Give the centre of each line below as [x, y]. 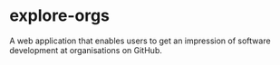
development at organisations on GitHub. [86, 50]
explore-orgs [60, 16]
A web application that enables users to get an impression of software [140, 41]
